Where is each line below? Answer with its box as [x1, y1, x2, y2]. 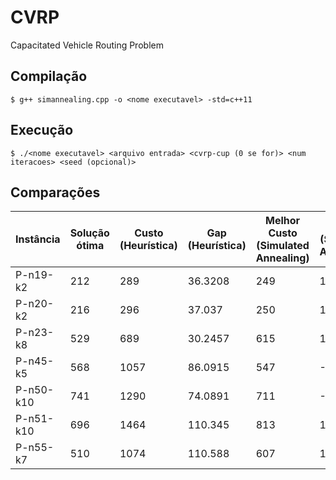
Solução [69, 226, 110, 240]
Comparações [10, 184, 101, 201]
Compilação [10, 68, 88, 85]
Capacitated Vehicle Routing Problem [10, 39, 164, 51]
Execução [10, 122, 74, 139]
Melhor [265, 214, 301, 228]
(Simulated [256, 239, 310, 253]
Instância [15, 232, 61, 246]
